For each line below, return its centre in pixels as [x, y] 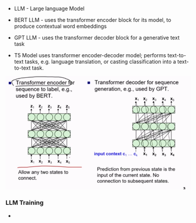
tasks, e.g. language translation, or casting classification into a [100, 62]
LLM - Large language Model [49, 9]
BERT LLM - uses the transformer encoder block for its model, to [92, 20]
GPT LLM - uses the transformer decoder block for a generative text [97, 37]
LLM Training [25, 203]
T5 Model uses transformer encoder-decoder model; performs [90, 55]
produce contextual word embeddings [60, 26]
